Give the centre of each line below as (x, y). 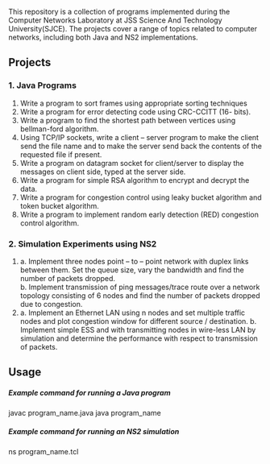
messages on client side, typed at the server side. (103, 172)
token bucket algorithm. (59, 205)
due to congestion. (51, 304)
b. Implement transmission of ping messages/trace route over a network (140, 287)
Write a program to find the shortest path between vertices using (128, 120)
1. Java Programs (42, 85)
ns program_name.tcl (44, 452)
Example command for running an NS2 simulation (94, 431)
